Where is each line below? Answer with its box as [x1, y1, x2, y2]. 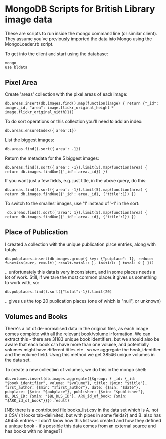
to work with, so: [5, 279, 39, 285]
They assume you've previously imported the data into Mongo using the [5, 36, 152, 42]
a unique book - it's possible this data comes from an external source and [5, 423, 156, 429]
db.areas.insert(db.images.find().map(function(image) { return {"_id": [5, 101, 159, 106]
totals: [5, 246, 18, 252]
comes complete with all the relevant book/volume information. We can [5, 331, 151, 337]
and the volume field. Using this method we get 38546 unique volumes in [5, 352, 155, 358]
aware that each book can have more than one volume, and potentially [5, 342, 149, 348]
